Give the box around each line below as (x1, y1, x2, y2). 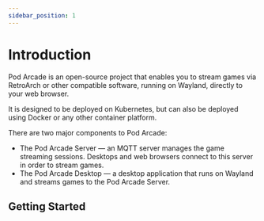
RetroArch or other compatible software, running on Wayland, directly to (8, 80, 243, 90)
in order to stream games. (19, 160, 104, 170)
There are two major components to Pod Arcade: (8, 128, 168, 137)
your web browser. (8, 89, 70, 98)
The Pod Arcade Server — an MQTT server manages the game (19, 143, 225, 153)
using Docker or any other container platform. (8, 112, 157, 122)
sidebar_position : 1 (8, 11, 77, 20)
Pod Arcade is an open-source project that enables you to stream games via (8, 72, 257, 82)
